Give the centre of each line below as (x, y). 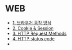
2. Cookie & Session (33, 28)
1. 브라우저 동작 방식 (32, 23)
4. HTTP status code (33, 38)
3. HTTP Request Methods (39, 33)
